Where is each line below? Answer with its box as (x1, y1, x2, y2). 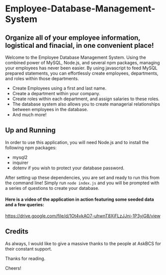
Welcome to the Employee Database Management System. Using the (5, 54, 146, 60)
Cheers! (5, 265, 21, 271)
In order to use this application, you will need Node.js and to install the (5, 139, 149, 145)
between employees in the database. (12, 107, 88, 112)
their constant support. (5, 246, 52, 252)
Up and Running (5, 126, 56, 135)
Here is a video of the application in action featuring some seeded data (5, 196, 154, 202)
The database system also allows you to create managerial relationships (12, 101, 161, 107)
